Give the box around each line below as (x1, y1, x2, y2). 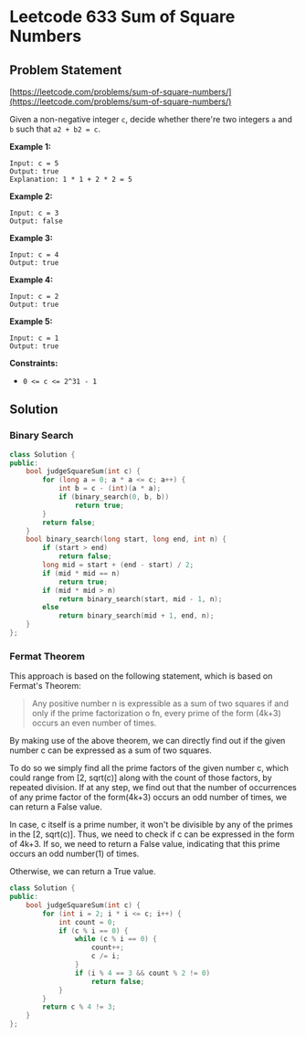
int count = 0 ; (58, 917, 117, 926)
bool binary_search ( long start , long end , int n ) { (26, 534, 227, 545)
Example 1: (9, 142, 52, 152)
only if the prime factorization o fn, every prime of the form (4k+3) (31, 708, 281, 719)
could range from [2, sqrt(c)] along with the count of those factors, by (9, 772, 272, 783)
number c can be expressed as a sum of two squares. (9, 745, 212, 756)
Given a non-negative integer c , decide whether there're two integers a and (9, 114, 292, 124)
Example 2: (9, 191, 53, 202)
